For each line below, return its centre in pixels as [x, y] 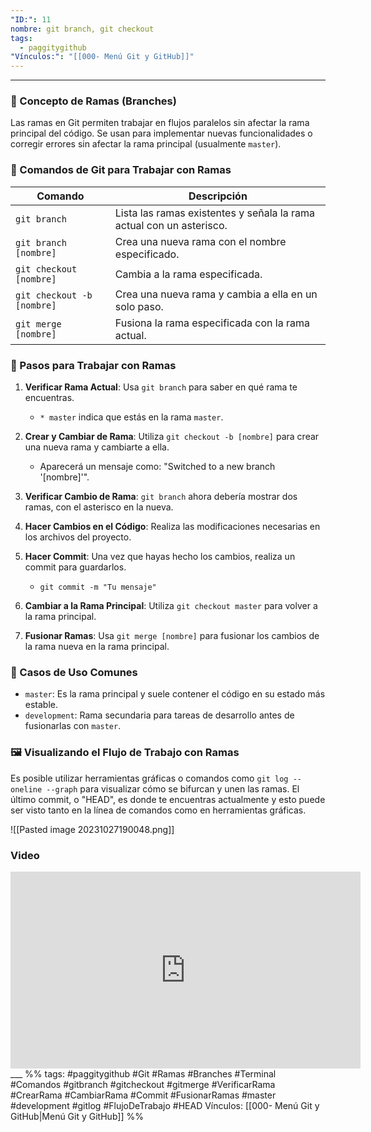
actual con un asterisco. [171, 225]
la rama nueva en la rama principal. [97, 647]
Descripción [218, 196]
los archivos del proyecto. [78, 537]
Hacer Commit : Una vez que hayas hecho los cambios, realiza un [160, 557]
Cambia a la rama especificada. [188, 274]
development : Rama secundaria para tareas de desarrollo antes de [159, 715]
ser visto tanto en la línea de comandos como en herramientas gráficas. [158, 810]
